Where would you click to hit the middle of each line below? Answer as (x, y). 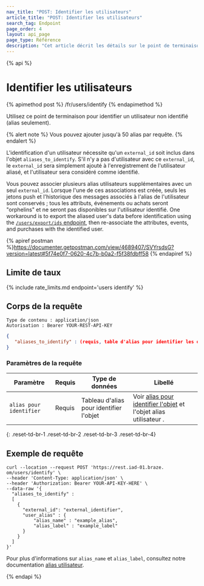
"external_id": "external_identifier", (73, 510)
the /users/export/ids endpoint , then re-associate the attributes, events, (97, 222)
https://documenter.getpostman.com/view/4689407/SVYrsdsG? (94, 247)
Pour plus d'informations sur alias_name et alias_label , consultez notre (96, 559)
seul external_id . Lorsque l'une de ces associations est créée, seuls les (96, 190)
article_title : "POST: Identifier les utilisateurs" (74, 18)
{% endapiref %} (171, 253)
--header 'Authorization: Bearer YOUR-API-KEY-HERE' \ (77, 483)
